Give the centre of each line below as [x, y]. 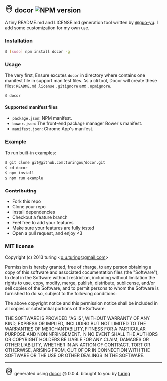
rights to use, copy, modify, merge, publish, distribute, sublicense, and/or [80, 283]
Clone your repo [29, 207]
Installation [19, 41]
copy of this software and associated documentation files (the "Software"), [82, 272]
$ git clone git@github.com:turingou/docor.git [55, 162]
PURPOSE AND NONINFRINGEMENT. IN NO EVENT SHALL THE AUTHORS [82, 334]
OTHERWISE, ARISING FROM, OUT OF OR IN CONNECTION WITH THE [78, 350]
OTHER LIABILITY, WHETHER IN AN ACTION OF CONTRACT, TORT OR [78, 345]
